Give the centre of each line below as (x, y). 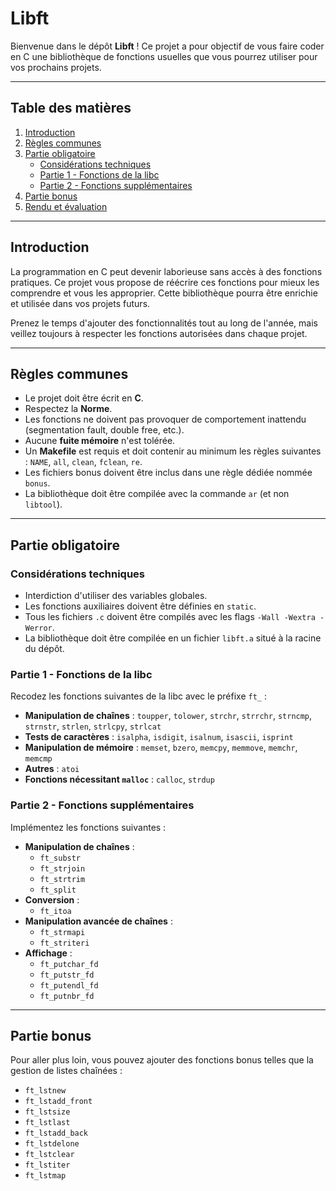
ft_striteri (64, 943)
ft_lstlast (47, 1123)
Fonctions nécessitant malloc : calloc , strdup (119, 779)
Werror (38, 628)
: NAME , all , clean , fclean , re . (83, 462)
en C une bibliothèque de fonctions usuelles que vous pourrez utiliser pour (164, 56)
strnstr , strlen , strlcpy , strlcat (93, 726)
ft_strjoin (62, 868)
